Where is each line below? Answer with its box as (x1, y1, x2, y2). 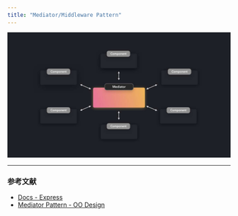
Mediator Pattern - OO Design (17, 200, 105, 209)
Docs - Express (17, 193, 63, 202)
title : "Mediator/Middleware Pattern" (7, 11, 122, 18)
